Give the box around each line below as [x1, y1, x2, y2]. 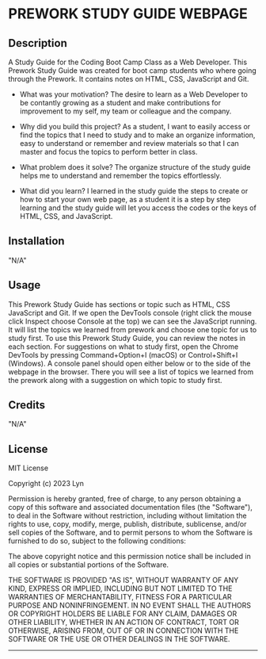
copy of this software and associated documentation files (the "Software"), [8, 503, 253, 512]
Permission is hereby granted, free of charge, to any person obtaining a [8, 494, 241, 504]
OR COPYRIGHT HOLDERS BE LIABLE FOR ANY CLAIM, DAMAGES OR [8, 609, 237, 619]
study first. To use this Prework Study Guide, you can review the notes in [8, 333, 245, 343]
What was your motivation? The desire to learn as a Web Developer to [19, 90, 248, 99]
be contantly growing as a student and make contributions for [19, 98, 222, 107]
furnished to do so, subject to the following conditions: [8, 536, 186, 546]
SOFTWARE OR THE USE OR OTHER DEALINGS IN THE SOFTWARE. [8, 634, 230, 644]
